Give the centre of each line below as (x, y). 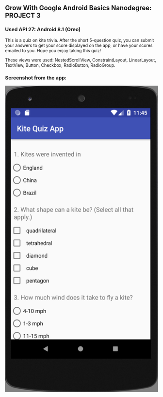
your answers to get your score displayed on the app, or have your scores (79, 45)
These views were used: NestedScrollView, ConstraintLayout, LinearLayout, (81, 60)
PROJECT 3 (23, 16)
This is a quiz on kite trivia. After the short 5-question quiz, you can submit (80, 40)
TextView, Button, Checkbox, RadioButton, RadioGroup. (60, 65)
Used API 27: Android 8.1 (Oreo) (43, 30)
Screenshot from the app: (36, 77)
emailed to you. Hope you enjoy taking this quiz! (53, 50)
